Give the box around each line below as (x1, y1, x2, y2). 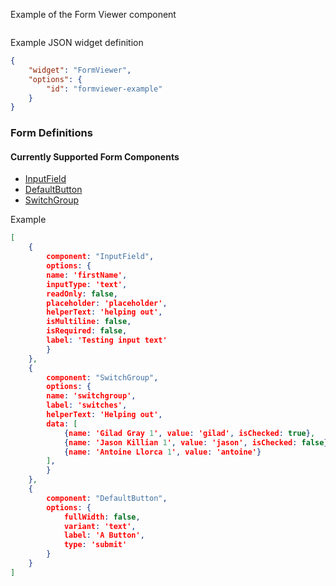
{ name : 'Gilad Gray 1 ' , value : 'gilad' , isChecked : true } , (63, 428, 316, 438)
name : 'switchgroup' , (46, 391, 137, 401)
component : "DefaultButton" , (46, 493, 168, 503)
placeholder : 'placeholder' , (46, 298, 168, 308)
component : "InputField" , (46, 252, 155, 262)
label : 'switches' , (46, 400, 128, 411)
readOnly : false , (46, 289, 118, 299)
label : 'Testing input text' (46, 335, 168, 345)
